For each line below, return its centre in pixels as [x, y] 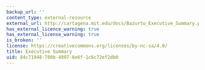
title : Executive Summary [39, 52]
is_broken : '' [24, 40]
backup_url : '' [26, 12]
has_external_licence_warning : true [53, 29]
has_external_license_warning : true [53, 35]
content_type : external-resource [49, 18]
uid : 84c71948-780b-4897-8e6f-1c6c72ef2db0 [63, 57]
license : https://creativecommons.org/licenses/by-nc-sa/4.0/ [87, 46]
